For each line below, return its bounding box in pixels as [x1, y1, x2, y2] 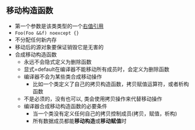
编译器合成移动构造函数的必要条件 [23, 102, 108, 109]
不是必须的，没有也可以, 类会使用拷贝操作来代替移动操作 [23, 95, 162, 102]
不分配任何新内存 [14, 36, 57, 43]
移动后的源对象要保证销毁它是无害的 [14, 43, 104, 50]
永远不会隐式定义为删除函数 [23, 58, 92, 65]
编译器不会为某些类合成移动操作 [23, 73, 102, 80]
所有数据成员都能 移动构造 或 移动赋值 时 [32, 117, 127, 124]
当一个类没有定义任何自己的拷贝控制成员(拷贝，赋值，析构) [32, 110, 177, 117]
